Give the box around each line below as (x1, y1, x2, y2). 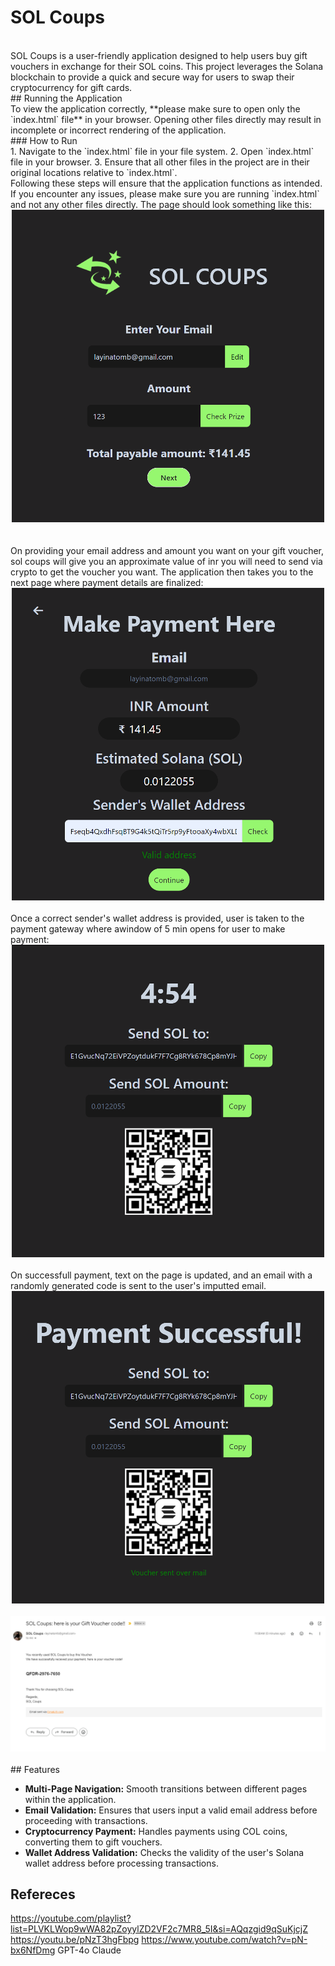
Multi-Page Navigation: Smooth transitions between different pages (24, 1782, 308, 1795)
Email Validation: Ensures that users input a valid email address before (24, 1804, 318, 1816)
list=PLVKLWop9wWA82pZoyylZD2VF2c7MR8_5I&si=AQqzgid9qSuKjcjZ (10, 1923, 308, 1935)
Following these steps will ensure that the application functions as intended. (10, 177, 323, 189)
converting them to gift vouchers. (24, 1836, 163, 1848)
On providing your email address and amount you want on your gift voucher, (10, 544, 325, 556)
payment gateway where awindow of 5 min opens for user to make (10, 922, 286, 935)
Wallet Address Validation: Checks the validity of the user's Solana (24, 1846, 305, 1858)
